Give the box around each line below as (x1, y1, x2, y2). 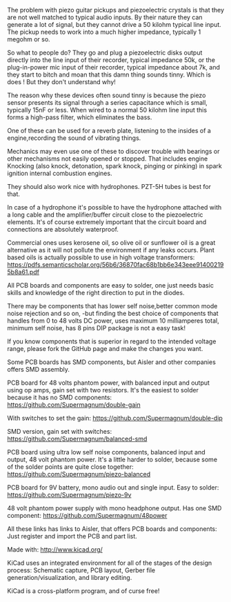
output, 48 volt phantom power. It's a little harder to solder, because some (7, 455, 218, 463)
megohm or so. (7, 35, 50, 43)
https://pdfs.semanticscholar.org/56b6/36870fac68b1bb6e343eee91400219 (7, 261, 224, 268)
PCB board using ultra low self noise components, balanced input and (7, 448, 205, 456)
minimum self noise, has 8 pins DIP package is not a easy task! (7, 324, 186, 332)
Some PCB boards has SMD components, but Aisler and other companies (7, 358, 216, 366)
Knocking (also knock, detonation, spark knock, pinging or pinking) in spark (7, 162, 222, 170)
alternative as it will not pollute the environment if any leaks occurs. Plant (7, 246, 215, 254)
